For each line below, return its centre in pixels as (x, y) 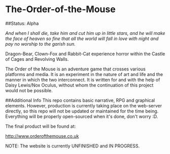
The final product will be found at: (41, 126)
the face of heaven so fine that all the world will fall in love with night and (82, 38)
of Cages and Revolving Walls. (37, 59)
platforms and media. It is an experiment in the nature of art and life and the (84, 74)
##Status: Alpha (22, 23)
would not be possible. (29, 90)
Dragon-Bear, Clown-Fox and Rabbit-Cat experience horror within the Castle (85, 54)
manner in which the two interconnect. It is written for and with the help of (83, 80)
